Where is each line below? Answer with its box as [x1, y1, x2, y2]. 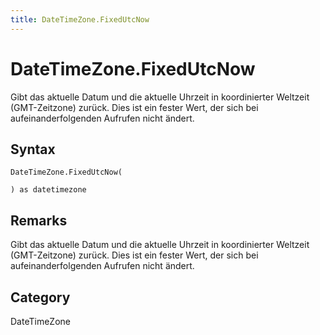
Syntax [10, 141, 56, 158]
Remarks [10, 212, 68, 229]
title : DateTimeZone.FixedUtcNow [10, 14, 150, 25]
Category [10, 289, 71, 306]
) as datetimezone [10, 185, 87, 195]
